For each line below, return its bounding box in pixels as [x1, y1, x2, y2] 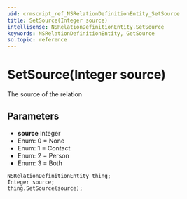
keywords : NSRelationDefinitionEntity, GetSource [7, 30, 155, 37]
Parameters [7, 110, 60, 122]
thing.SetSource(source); [7, 184, 83, 192]
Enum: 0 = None [17, 136, 65, 145]
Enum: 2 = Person [17, 151, 70, 160]
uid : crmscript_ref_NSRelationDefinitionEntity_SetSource [7, 10, 180, 18]
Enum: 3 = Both [17, 159, 63, 167]
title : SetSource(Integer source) [7, 17, 109, 24]
